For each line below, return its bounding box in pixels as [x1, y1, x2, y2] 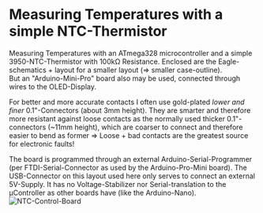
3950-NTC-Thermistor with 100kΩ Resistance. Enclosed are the [9, 57, 216, 66]
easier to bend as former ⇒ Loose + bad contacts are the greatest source [9, 130, 249, 140]
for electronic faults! [9, 139, 75, 148]
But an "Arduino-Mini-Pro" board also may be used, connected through [9, 73, 241, 83]
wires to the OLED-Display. [9, 81, 97, 92]
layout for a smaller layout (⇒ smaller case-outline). [54, 65, 223, 74]
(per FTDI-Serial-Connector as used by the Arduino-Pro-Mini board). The [9, 163, 247, 172]
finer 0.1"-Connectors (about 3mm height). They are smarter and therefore [9, 105, 251, 115]
